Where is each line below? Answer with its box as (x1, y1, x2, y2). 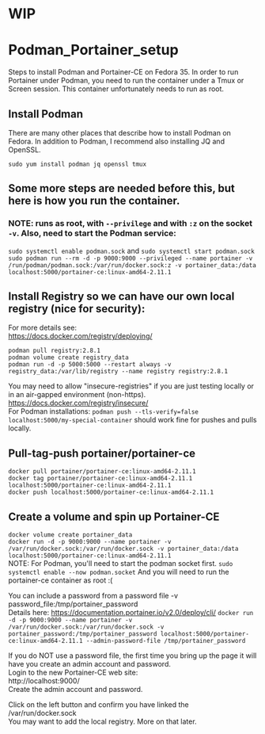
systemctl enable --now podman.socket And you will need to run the (8, 568, 229, 577)
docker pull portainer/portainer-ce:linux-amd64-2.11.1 (8, 468, 196, 476)
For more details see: (8, 323, 78, 333)
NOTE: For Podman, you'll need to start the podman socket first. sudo (8, 559, 233, 568)
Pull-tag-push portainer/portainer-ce (8, 446, 196, 460)
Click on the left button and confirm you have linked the (8, 700, 189, 709)
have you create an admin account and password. (8, 659, 172, 669)
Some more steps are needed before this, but (8, 182, 236, 195)
